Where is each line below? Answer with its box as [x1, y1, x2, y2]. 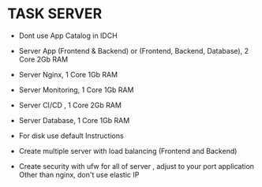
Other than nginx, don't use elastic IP [18, 170, 140, 179]
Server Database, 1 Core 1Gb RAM [18, 115, 130, 125]
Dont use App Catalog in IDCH [18, 31, 118, 40]
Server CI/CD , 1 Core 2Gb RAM [18, 100, 122, 110]
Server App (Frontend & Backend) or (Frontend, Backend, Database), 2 [18, 46, 249, 55]
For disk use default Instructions [18, 131, 124, 140]
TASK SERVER [7, 5, 103, 23]
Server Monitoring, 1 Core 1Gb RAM [18, 84, 134, 95]
